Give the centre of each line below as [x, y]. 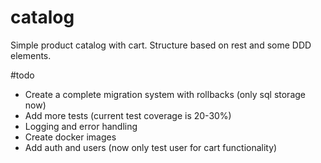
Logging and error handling [81, 126]
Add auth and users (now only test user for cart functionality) [151, 147]
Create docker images [70, 137]
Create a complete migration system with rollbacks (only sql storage [165, 94]
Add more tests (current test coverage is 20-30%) [128, 115]
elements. [31, 55]
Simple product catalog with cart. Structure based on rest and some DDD [161, 45]
